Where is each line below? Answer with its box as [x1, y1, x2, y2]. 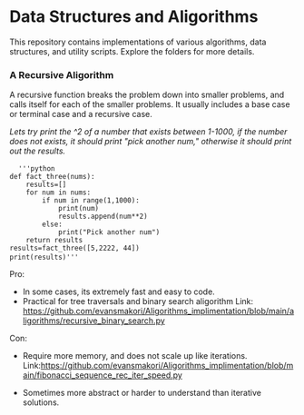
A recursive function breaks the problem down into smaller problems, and [9, 89, 285, 101]
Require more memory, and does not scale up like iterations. [22, 351, 248, 361]
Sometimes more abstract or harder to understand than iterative [22, 388, 261, 399]
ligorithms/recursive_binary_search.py [22, 315, 165, 326]
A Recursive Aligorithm [9, 68, 114, 81]
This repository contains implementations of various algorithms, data [9, 36, 267, 47]
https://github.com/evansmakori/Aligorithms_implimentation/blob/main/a [22, 306, 295, 317]
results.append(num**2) [57, 212, 148, 222]
